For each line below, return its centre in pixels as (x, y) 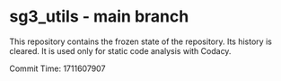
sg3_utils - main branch (99, 17)
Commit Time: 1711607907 (57, 68)
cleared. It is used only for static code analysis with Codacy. (120, 50)
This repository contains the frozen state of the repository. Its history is (140, 41)
